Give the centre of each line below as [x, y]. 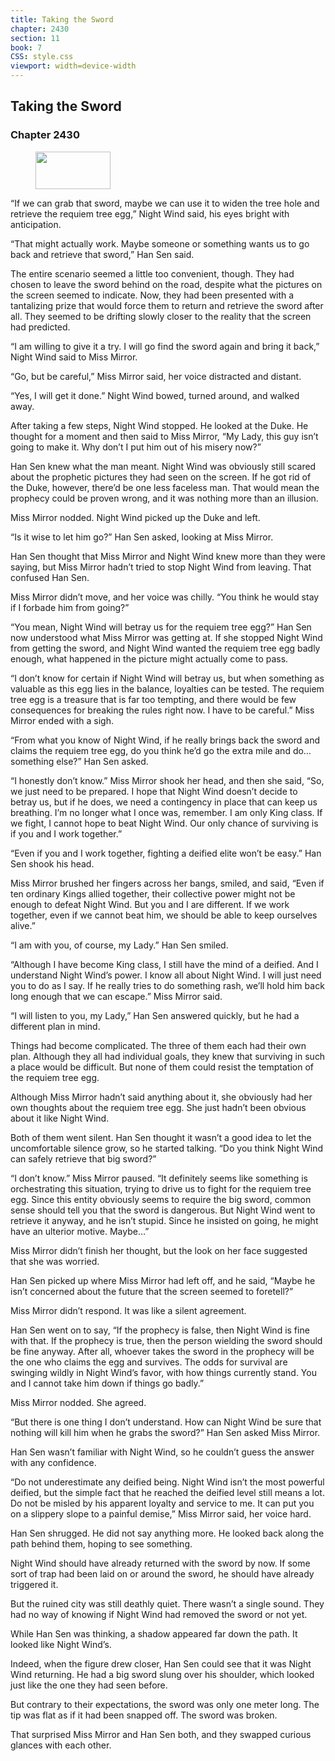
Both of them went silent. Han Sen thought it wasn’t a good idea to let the [161, 1137]
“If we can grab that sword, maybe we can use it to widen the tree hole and [165, 203]
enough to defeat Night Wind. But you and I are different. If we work [150, 904]
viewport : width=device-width [73, 66]
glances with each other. [61, 1745]
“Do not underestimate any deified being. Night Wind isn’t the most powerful [167, 1482]
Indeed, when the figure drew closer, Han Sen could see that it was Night [161, 1663]
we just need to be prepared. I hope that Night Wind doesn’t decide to [154, 791]
